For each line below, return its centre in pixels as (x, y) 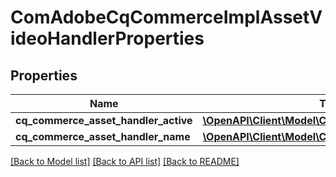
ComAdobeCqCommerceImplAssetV (166, 17)
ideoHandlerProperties (107, 38)
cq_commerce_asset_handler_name (103, 136)
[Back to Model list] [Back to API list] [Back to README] (125, 161)
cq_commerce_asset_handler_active (104, 120)
